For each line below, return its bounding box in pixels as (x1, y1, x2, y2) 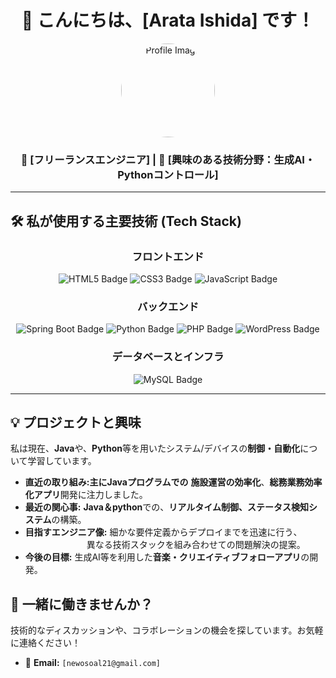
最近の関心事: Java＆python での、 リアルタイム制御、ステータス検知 (24, 501, 309, 513)
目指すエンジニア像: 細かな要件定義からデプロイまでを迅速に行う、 (24, 526, 303, 538)
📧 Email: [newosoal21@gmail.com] (24, 657, 162, 669)
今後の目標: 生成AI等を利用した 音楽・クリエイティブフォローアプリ (24, 551, 302, 563)
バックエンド (136, 299, 200, 313)
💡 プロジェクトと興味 (10, 414, 142, 431)
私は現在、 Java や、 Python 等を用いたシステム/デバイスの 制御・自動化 (10, 442, 301, 455)
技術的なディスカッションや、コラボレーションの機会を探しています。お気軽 (10, 624, 324, 636)
